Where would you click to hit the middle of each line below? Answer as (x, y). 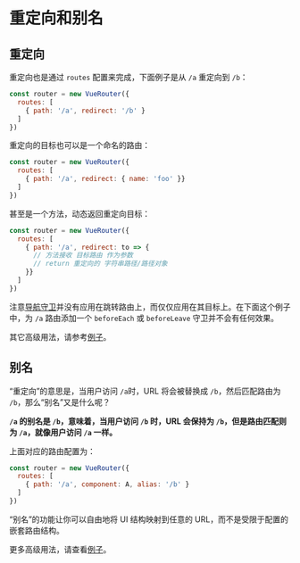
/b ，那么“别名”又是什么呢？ (60, 402)
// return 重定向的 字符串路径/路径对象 (100, 264)
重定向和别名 (57, 18)
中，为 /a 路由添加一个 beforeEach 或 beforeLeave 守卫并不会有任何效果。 (144, 318)
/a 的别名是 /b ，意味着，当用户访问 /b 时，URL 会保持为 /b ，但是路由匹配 (144, 421)
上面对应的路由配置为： (52, 451)
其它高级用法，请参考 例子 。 (60, 336)
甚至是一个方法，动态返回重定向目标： (79, 213)
